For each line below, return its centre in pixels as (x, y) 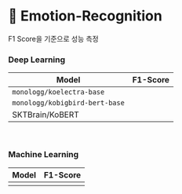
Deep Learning (37, 60)
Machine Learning (44, 155)
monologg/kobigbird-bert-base (69, 103)
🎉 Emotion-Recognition (85, 16)
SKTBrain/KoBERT (46, 115)
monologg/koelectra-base (58, 92)
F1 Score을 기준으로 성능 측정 (54, 38)
